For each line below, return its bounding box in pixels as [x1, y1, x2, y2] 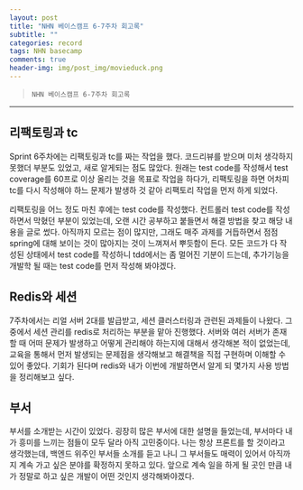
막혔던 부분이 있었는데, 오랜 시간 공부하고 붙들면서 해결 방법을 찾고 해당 [32, 215, 284, 226]
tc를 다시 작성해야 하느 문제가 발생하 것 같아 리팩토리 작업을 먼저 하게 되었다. [9, 184, 278, 195]
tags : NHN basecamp [9, 47, 83, 56]
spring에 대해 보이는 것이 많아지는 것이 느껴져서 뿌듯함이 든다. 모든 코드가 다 [9, 237, 278, 248]
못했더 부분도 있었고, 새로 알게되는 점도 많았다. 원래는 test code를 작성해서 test [9, 162, 289, 172]
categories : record [9, 38, 83, 48]
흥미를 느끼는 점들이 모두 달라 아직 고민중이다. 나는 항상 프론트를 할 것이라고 [18, 437, 286, 448]
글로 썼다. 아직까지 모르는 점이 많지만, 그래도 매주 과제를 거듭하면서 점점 [25, 227, 279, 237]
